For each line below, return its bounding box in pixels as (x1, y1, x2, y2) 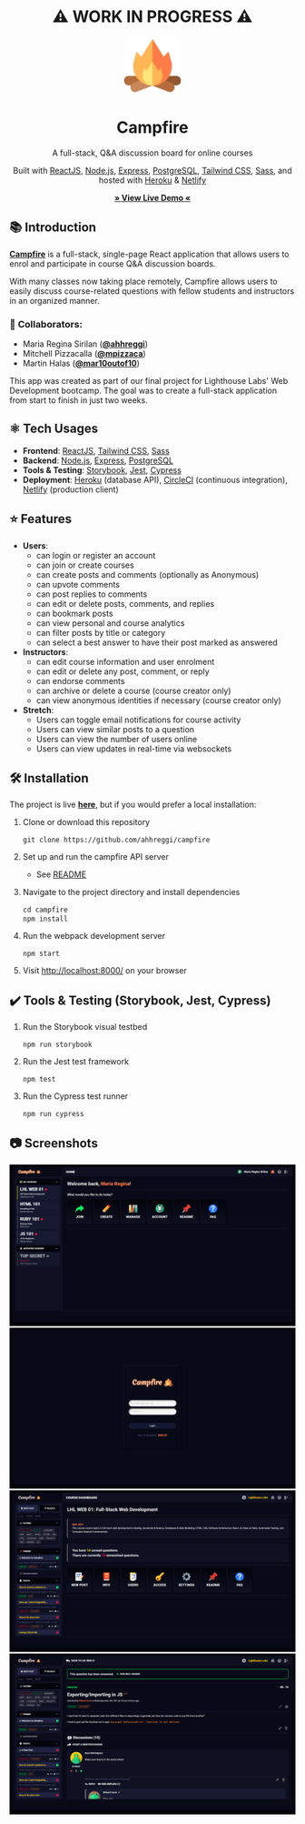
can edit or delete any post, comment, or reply (35, 666, 211, 677)
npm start (22, 949, 61, 959)
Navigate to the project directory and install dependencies (22, 887, 241, 898)
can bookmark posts (35, 608, 113, 619)
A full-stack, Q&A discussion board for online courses (52, 147, 253, 158)
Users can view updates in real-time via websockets (35, 743, 232, 754)
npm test (22, 1075, 56, 1084)
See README (35, 869, 87, 880)
